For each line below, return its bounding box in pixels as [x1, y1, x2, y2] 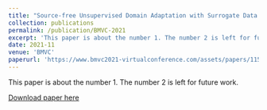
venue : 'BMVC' [8, 48, 56, 56]
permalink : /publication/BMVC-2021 [8, 26, 126, 34]
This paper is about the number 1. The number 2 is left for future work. [8, 77, 239, 87]
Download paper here [8, 93, 79, 102]
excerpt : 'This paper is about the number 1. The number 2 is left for [8, 33, 250, 42]
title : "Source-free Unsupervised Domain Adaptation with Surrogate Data [8, 11, 258, 20]
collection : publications [8, 19, 94, 27]
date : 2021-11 [8, 41, 56, 49]
